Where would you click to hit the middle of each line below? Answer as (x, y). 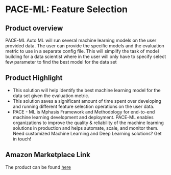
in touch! (22, 139)
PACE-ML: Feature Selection (67, 9)
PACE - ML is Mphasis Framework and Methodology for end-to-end (84, 112)
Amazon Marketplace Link (48, 155)
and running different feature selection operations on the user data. (83, 106)
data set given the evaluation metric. (51, 96)
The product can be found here (38, 167)
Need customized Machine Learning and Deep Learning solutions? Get (87, 133)
